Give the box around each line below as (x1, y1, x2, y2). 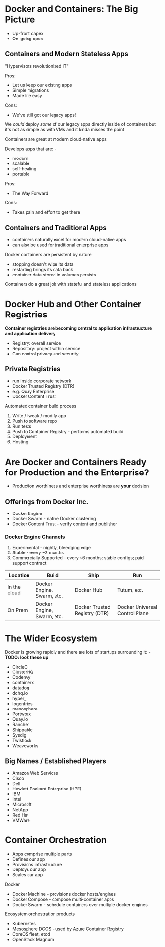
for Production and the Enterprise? (5, 467, 149, 478)
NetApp (12, 807, 28, 813)
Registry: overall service (12, 340, 61, 346)
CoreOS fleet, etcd (12, 931, 50, 937)
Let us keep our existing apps (12, 82, 72, 88)
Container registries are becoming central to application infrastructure (5, 325, 152, 331)
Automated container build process (5, 403, 77, 409)
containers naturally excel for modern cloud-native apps (12, 237, 126, 242)
